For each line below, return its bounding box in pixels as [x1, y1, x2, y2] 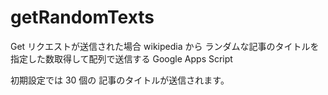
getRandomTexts [10, 6, 155, 29]
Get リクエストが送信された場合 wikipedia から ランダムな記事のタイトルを [10, 40, 320, 52]
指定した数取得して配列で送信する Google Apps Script [10, 52, 233, 65]
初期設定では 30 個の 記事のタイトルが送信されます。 [10, 74, 230, 86]
